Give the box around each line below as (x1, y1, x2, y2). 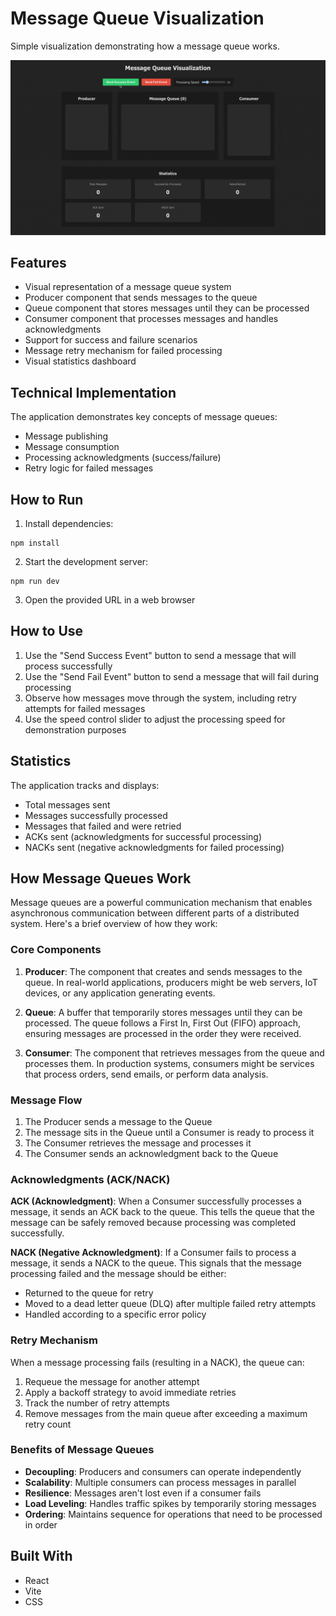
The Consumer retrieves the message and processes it (24, 1137, 252, 1149)
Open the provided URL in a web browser (24, 593, 196, 606)
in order (24, 1518, 58, 1531)
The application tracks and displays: (10, 779, 160, 791)
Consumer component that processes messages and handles (24, 313, 279, 325)
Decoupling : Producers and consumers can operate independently (24, 1465, 302, 1477)
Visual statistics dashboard (24, 355, 137, 367)
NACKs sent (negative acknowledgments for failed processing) (24, 841, 285, 853)
